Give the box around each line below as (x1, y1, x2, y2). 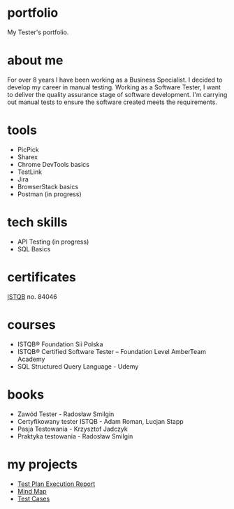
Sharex (17, 152, 38, 161)
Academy (17, 355, 45, 363)
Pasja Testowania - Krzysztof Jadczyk (17, 425, 128, 433)
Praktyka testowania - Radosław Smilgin (17, 431, 133, 441)
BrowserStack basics (17, 182, 79, 191)
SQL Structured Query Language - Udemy (17, 362, 139, 371)
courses (7, 316, 56, 332)
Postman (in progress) (17, 190, 82, 198)
